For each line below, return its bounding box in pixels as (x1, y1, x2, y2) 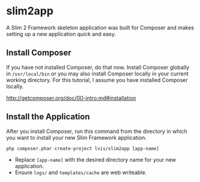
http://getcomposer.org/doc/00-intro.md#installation (6, 94, 137, 101)
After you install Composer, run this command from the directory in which (6, 128, 187, 135)
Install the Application (6, 112, 90, 122)
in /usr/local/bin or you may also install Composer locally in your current (6, 70, 189, 77)
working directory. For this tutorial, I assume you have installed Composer (6, 76, 188, 83)
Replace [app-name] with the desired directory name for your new (14, 156, 177, 163)
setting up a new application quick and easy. (6, 30, 116, 37)
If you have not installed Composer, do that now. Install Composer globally (6, 63, 190, 71)
